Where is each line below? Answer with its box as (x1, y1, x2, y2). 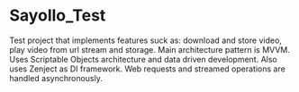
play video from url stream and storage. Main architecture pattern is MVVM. (9, 44, 291, 54)
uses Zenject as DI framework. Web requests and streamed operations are (9, 63, 285, 74)
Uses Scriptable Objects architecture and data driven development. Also (9, 54, 277, 64)
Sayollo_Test (9, 5, 106, 26)
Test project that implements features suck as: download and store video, (9, 35, 282, 46)
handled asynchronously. (9, 72, 104, 83)
